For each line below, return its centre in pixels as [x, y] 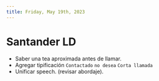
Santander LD [41, 41]
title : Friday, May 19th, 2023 [46, 12]
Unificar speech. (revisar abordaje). [59, 71]
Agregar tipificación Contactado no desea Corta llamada [84, 65]
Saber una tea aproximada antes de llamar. [68, 59]
